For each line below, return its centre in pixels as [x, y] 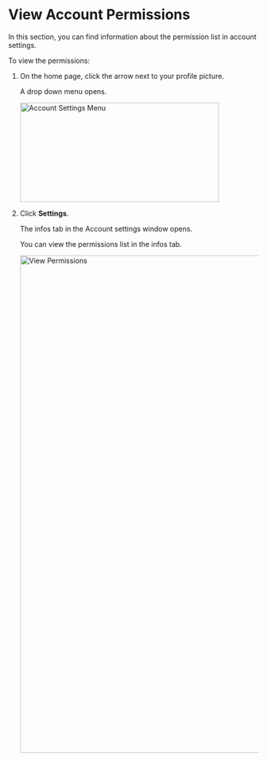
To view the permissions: [49, 60]
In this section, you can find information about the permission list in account [132, 37]
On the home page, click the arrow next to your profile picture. [122, 76]
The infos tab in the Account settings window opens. [106, 228]
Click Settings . [44, 213]
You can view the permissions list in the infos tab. [101, 244]
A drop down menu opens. [63, 91]
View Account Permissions [99, 15]
